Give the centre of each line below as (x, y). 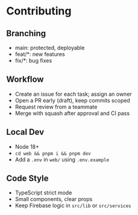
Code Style (27, 179)
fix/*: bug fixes (33, 61)
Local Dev (25, 132)
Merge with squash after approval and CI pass (72, 113)
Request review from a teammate (56, 107)
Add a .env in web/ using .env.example (62, 159)
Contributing (39, 11)
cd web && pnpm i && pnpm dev (53, 154)
